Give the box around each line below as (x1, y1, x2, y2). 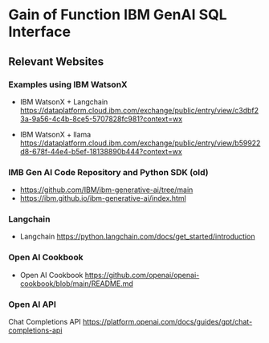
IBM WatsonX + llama (19, 129, 92, 139)
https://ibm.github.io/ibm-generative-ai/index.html (19, 194, 186, 203)
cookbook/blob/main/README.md (19, 279, 134, 288)
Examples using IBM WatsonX (8, 79, 128, 90)
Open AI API (8, 299, 56, 310)
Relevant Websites (8, 55, 104, 68)
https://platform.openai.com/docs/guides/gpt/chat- (83, 317, 253, 327)
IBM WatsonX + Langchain (19, 96, 108, 106)
